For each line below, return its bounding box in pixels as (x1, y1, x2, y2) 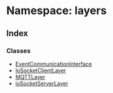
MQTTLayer (15, 73, 46, 80)
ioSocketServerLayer (15, 80, 68, 87)
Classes (6, 46, 31, 55)
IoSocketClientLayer (15, 67, 67, 74)
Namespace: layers (6, 4, 107, 18)
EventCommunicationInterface (15, 60, 92, 67)
